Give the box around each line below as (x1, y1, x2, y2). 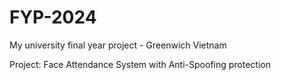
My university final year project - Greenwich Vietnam (9, 39, 227, 51)
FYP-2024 (9, 6, 97, 29)
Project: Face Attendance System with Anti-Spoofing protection (9, 58, 271, 70)
